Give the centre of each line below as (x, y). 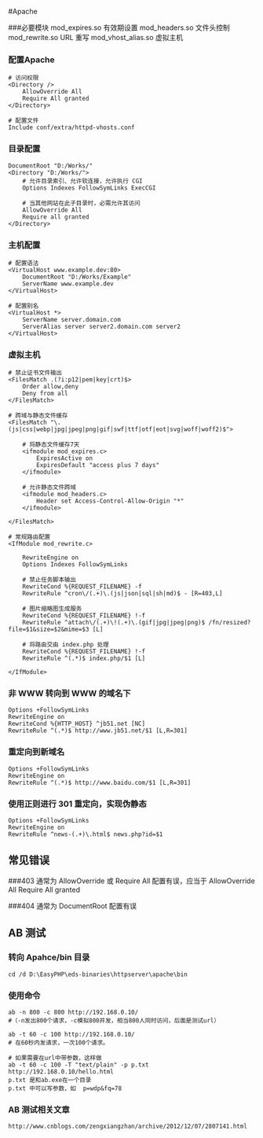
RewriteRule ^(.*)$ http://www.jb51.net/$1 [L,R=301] (98, 731)
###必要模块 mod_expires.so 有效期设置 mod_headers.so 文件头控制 (119, 28)
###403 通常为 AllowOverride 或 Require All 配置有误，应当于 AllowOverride (131, 881)
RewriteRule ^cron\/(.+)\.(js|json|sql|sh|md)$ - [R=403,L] (122, 594)
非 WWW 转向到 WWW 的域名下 (69, 694)
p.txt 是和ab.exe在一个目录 (50, 1080)
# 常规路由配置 (29, 537)
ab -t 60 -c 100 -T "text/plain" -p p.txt (79, 1065)
